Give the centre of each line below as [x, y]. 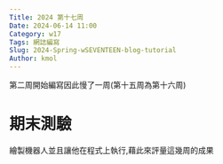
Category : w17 [36, 34]
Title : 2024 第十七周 [47, 17]
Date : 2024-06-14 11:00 [53, 26]
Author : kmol [33, 59]
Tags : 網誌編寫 [35, 42]
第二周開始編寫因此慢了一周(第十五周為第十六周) [98, 85]
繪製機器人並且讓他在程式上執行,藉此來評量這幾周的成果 [112, 150]
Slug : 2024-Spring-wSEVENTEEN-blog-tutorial [93, 51]
